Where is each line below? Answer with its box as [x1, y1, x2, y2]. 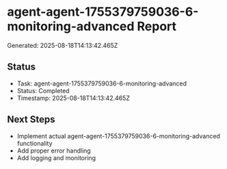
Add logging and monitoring [16, 153, 96, 161]
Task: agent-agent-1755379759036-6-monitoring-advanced [16, 79, 187, 88]
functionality [16, 139, 53, 147]
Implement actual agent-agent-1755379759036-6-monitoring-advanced [16, 131, 221, 140]
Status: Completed [16, 86, 70, 94]
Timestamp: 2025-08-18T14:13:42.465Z [16, 94, 130, 102]
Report [137, 18, 176, 34]
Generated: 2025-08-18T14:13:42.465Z [7, 41, 118, 49]
